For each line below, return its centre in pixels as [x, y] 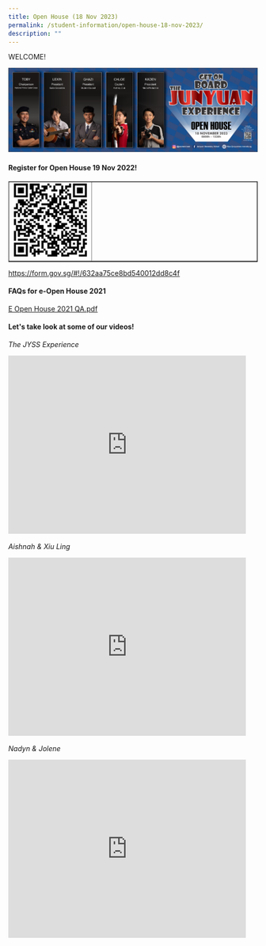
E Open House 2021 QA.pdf [53, 308]
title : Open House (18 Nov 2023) [63, 17]
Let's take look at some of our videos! [71, 327]
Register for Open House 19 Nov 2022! [73, 167]
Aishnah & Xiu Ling [39, 547]
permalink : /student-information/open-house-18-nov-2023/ [106, 25]
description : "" [35, 33]
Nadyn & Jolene [34, 749]
